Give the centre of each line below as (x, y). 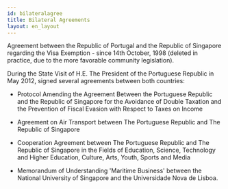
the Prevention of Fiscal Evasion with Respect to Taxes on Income (110, 109)
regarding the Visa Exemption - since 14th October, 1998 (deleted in (103, 53)
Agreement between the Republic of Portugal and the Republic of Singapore (114, 46)
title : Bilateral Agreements (49, 20)
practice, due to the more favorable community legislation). (91, 60)
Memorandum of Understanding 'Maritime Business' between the (109, 171)
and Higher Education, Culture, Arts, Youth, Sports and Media (103, 157)
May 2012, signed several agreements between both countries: (96, 81)
